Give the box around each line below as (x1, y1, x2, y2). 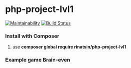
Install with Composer (5, 32, 60, 39)
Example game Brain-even (5, 56, 71, 63)
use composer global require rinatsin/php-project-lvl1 (12, 44, 127, 50)
